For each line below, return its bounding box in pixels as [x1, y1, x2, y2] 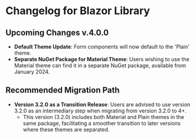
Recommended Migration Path [5, 85, 120, 95]
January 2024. [14, 68, 50, 75]
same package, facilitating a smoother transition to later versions [22, 120, 181, 127]
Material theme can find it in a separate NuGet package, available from [14, 62, 187, 69]
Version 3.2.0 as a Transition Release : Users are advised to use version [14, 101, 191, 108]
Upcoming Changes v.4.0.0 [5, 28, 109, 38]
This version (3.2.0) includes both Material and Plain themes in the [22, 113, 184, 120]
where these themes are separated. [22, 125, 110, 133]
